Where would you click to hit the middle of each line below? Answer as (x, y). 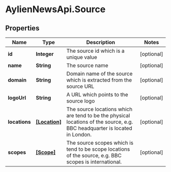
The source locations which (99, 109)
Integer (45, 54)
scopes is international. (94, 162)
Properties (22, 28)
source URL (80, 86)
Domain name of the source (99, 74)
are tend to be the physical (98, 115)
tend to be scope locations (98, 149)
